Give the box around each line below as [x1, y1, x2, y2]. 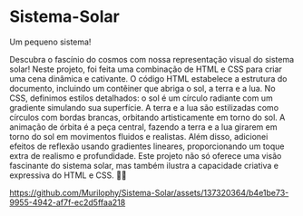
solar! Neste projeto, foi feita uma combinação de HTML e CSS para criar [9, 64, 283, 74]
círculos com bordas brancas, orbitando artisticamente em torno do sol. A [9, 112, 286, 123]
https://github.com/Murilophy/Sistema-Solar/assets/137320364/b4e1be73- [9, 187, 289, 198]
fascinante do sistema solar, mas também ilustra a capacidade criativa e [9, 160, 279, 171]
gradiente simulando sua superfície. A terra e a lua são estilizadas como [9, 102, 279, 113]
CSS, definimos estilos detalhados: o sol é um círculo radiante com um [9, 93, 274, 103]
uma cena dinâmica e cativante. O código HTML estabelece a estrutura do [9, 73, 288, 83]
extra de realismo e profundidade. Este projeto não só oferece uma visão [9, 150, 282, 161]
